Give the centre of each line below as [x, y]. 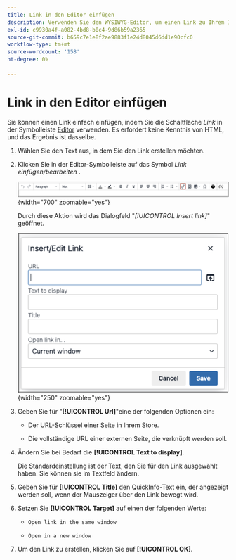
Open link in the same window [72, 523]
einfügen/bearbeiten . [49, 172]
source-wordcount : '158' [44, 52]
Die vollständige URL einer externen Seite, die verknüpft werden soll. [127, 439]
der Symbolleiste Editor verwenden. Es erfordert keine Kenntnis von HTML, [116, 129]
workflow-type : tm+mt [39, 45]
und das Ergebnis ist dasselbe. [52, 136]
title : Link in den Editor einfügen [61, 15]
